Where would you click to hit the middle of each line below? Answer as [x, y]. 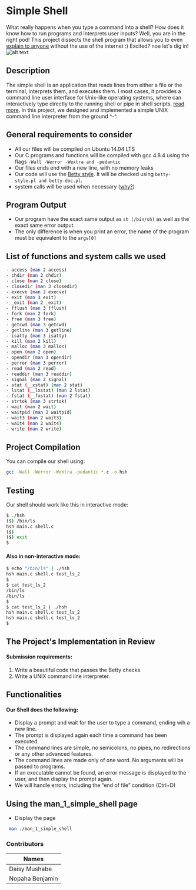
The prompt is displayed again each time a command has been [91, 735]
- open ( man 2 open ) [31, 352]
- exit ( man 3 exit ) [31, 297]
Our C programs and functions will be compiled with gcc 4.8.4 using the [102, 155]
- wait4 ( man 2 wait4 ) [34, 423]
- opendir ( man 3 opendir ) [39, 358]
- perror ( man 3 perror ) [36, 363]
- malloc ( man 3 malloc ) [36, 347]
